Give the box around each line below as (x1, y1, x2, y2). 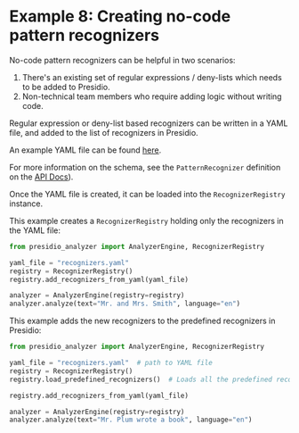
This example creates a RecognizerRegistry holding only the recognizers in (9, 215, 284, 226)
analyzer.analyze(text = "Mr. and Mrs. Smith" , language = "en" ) (9, 299, 241, 309)
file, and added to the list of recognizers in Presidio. (9, 127, 198, 137)
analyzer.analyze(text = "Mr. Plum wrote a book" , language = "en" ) (9, 415, 253, 425)
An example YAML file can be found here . (9, 145, 162, 155)
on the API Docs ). (9, 171, 74, 182)
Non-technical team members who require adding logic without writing (21, 91, 282, 102)
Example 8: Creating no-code (9, 6, 231, 27)
